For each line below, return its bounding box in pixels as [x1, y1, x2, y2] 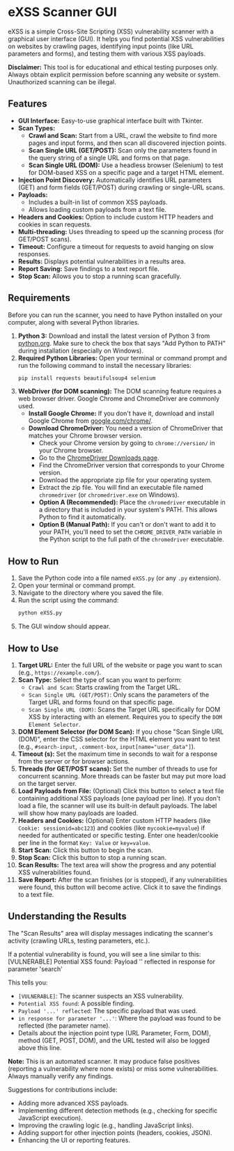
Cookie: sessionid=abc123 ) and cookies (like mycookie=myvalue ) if [17, 824, 205, 832]
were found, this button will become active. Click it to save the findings [17, 883, 221, 891]
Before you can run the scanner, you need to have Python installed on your [8, 311, 223, 319]
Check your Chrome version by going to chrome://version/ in [38, 439, 215, 447]
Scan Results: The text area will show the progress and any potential [17, 860, 217, 869]
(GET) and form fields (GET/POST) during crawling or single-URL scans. [17, 183, 225, 192]
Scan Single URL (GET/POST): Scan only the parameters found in [28, 146, 217, 154]
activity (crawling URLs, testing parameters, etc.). [8, 936, 150, 945]
